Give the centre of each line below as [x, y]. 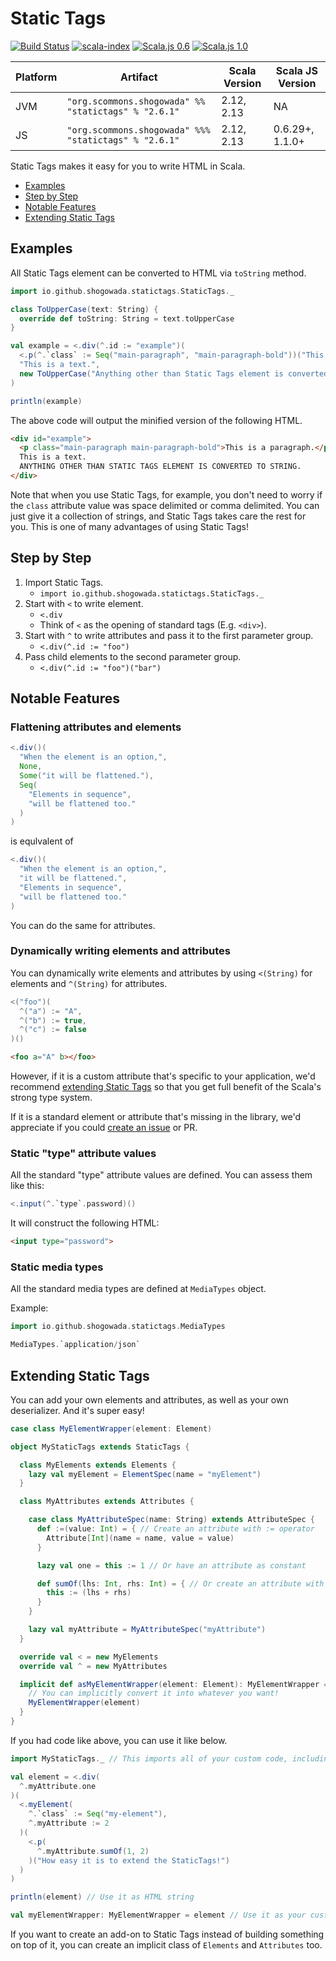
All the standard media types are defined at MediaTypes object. [138, 1289]
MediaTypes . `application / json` [75, 1345]
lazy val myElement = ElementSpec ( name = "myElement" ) [145, 1474]
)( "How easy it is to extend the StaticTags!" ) [129, 1860]
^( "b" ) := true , [53, 1020]
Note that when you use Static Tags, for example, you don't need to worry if [166, 494]
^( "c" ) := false [53, 1030]
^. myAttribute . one [58, 1786]
